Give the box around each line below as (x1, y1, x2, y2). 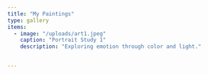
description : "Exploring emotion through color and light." (20, 43, 202, 50)
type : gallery (7, 17, 50, 24)
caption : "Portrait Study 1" (20, 37, 106, 44)
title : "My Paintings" (7, 10, 75, 18)
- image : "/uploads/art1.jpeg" (13, 30, 106, 37)
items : (7, 23, 27, 30)
